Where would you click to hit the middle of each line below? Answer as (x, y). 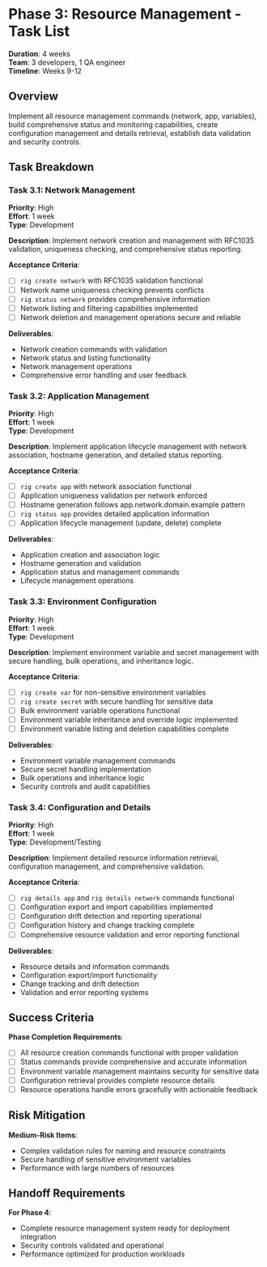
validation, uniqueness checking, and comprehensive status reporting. (125, 249)
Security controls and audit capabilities (85, 786)
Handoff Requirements (67, 1193)
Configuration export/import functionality (89, 975)
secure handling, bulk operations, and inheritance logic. (101, 661)
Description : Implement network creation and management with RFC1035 (131, 240)
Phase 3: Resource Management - (125, 14)
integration (38, 1237)
